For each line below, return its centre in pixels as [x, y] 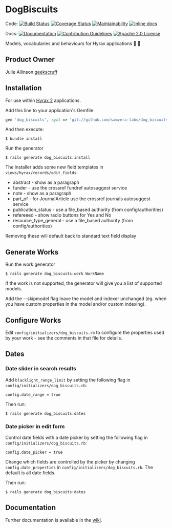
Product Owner [30, 60]
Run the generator [24, 148]
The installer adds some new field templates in [55, 167]
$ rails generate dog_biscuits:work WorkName [55, 274]
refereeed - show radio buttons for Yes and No [62, 215]
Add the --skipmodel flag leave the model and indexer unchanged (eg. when [86, 299]
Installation [24, 88]
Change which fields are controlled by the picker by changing [70, 462]
